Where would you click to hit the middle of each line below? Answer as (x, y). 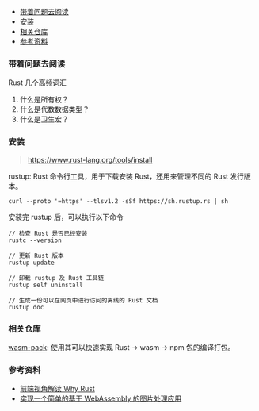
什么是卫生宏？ (44, 119)
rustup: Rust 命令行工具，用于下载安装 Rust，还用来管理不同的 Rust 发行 (126, 176)
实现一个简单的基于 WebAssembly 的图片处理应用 (101, 398)
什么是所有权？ (44, 100)
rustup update (32, 263)
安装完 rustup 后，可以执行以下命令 (66, 217)
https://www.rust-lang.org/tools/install (90, 159)
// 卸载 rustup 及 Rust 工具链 (56, 278)
